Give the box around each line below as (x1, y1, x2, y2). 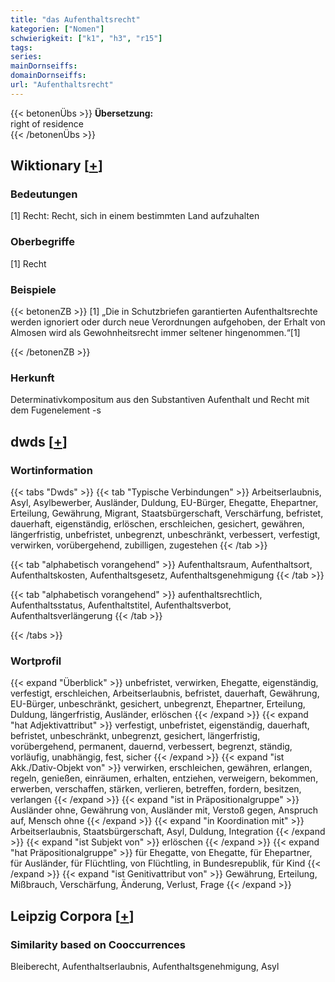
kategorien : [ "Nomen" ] (10, 24, 105, 34)
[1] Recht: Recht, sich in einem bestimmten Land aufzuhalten (10, 210, 260, 222)
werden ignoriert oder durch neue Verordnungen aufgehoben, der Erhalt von (10, 316, 326, 328)
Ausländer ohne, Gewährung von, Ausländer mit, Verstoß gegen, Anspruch (10, 804, 319, 816)
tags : (10, 42, 33, 53)
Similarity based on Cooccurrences (10, 937, 186, 951)
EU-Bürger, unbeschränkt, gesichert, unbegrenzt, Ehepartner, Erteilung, (10, 698, 306, 710)
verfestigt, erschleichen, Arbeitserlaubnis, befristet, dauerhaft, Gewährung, (10, 687, 320, 700)
